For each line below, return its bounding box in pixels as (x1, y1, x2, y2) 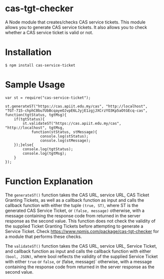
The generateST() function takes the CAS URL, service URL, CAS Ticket (5, 192, 149, 198)
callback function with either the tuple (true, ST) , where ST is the (5, 202, 139, 208)
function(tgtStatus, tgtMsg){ (5, 112, 67, 117)
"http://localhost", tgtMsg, (5, 125, 65, 130)
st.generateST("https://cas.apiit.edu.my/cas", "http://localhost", (5, 104, 148, 109)
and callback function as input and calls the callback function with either (5, 248, 151, 254)
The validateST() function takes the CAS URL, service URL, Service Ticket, (5, 243, 158, 249)
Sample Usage (5, 79, 65, 91)
